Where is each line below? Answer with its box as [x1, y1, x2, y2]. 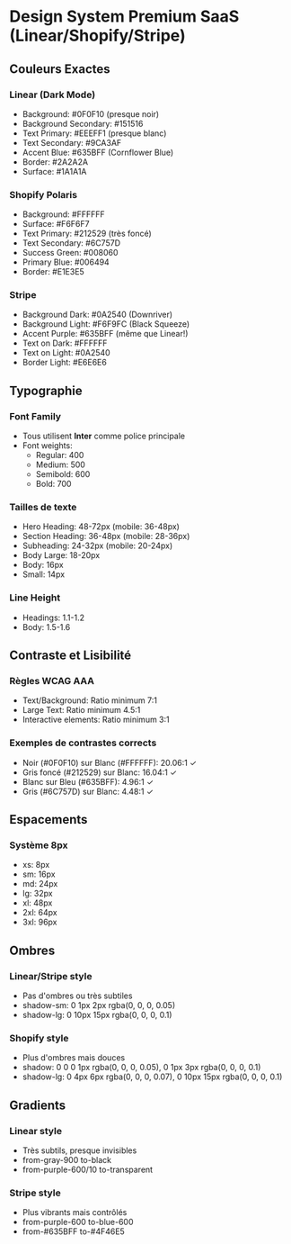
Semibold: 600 [35, 469, 91, 480]
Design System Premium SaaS [9, 6, 240, 27]
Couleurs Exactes [9, 61, 110, 77]
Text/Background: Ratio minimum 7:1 [22, 695, 157, 706]
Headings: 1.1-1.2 [22, 612, 85, 623]
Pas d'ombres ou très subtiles [22, 990, 133, 1001]
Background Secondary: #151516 [22, 118, 144, 129]
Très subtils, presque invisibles [22, 1145, 137, 1156]
